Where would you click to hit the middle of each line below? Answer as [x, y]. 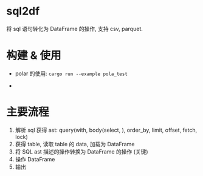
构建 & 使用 [34, 56]
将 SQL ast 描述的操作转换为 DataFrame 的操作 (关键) [81, 151]
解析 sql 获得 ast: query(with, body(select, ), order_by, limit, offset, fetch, [106, 130]
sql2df [23, 11]
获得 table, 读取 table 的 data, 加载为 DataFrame [75, 144]
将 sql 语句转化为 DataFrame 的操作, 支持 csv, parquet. [74, 29]
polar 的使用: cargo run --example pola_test [71, 73]
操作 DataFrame [35, 159]
